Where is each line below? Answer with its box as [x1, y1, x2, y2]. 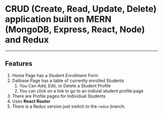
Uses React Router [12, 98, 50, 104]
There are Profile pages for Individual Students [12, 93, 106, 99]
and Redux [5, 34, 49, 46]
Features [5, 60, 33, 68]
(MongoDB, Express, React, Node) [5, 24, 145, 35]
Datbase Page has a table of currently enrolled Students [12, 78, 125, 83]
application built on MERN [5, 14, 112, 25]
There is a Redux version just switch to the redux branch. [12, 103, 126, 109]
